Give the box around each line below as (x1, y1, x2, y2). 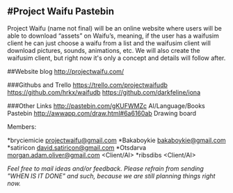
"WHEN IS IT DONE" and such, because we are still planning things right (7, 171, 216, 180)
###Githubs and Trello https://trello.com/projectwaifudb (7, 80, 168, 89)
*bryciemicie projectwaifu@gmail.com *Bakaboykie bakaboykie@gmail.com (7, 136, 226, 144)
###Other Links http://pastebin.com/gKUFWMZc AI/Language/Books (7, 101, 205, 110)
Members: (7, 122, 37, 131)
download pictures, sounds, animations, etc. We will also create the (7, 46, 200, 54)
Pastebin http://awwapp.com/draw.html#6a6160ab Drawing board (7, 109, 197, 117)
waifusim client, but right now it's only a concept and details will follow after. (7, 54, 226, 62)
